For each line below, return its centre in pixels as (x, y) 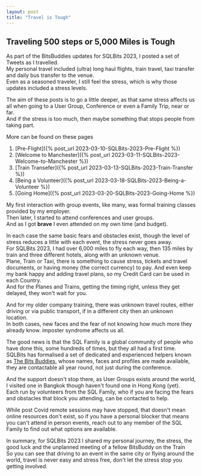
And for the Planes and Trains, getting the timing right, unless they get (93, 287)
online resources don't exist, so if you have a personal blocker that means (98, 416)
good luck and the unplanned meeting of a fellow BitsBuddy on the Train (96, 447)
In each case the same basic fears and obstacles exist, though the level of (98, 236)
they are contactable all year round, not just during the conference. (89, 368)
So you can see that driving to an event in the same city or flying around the (100, 454)
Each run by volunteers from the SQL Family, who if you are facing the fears (100, 392)
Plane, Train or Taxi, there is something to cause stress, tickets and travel (97, 261)
